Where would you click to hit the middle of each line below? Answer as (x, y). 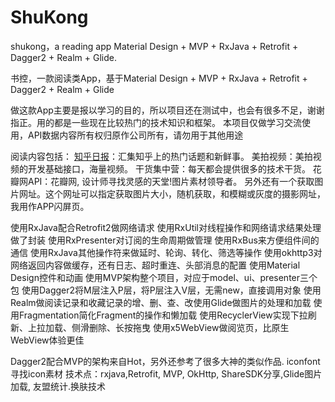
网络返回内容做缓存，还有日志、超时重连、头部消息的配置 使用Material (155, 265)
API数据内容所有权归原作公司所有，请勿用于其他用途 (135, 135)
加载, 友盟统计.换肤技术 (58, 386)
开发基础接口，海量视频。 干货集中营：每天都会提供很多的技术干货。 (169, 168)
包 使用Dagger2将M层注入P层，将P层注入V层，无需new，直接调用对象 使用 (166, 290)
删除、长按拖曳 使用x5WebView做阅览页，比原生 (189, 327)
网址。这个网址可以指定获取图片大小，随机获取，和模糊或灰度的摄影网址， (172, 193)
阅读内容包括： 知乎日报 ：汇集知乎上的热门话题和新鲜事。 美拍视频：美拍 (161, 156)
